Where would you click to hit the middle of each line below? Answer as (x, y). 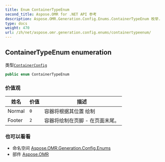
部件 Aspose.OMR (31, 154)
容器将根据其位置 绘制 (70, 111)
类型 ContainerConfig (26, 65)
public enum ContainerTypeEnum (37, 74)
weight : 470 (17, 28)
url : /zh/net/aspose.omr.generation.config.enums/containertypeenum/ (78, 32)
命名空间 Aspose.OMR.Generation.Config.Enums (62, 148)
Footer (15, 120)
